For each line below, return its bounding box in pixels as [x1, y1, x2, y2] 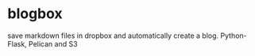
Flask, [7, 39, 27, 48]
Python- [220, 31, 247, 40]
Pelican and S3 [28, 39, 78, 48]
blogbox [7, 5, 63, 23]
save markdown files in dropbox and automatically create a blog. [7, 31, 219, 40]
